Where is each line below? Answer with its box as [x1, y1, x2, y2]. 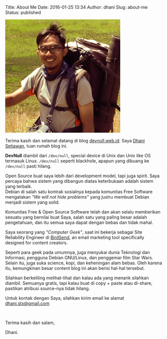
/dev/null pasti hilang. [5, 163, 52, 169]
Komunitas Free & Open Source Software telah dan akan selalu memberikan [5, 209, 161, 215]
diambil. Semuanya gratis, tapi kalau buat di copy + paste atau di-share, [5, 280, 153, 286]
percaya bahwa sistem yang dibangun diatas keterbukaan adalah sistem [5, 178, 154, 184]
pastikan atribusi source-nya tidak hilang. [5, 286, 90, 291]
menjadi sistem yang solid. [5, 199, 60, 205]
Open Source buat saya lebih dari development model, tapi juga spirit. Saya [5, 173, 160, 179]
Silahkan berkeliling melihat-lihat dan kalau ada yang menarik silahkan [5, 275, 149, 281]
